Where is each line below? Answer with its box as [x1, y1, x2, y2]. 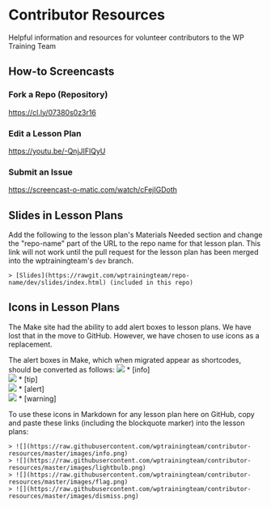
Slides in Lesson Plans [8, 209, 124, 222]
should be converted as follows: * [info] [8, 364, 150, 374]
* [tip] [18, 374, 38, 384]
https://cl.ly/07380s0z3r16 [8, 107, 97, 117]
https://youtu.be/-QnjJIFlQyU [8, 146, 106, 156]
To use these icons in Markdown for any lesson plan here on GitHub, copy [8, 409, 255, 419]
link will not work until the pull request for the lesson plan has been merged [8, 248, 259, 257]
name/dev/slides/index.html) [8, 278, 107, 287]
